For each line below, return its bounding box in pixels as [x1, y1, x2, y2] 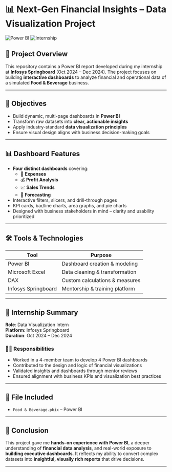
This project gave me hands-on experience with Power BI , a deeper [5, 439, 150, 445]
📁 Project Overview [5, 50, 68, 58]
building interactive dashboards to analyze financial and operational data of [5, 74, 166, 80]
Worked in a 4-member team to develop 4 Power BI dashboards [12, 357, 147, 363]
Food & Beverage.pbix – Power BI [12, 406, 83, 413]
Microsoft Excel [8, 269, 46, 276]
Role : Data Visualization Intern [5, 321, 69, 328]
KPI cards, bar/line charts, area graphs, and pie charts [12, 203, 127, 209]
